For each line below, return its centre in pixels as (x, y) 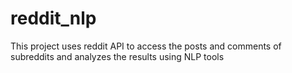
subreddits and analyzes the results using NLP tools (117, 56)
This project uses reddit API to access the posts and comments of (146, 46)
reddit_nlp (53, 18)
